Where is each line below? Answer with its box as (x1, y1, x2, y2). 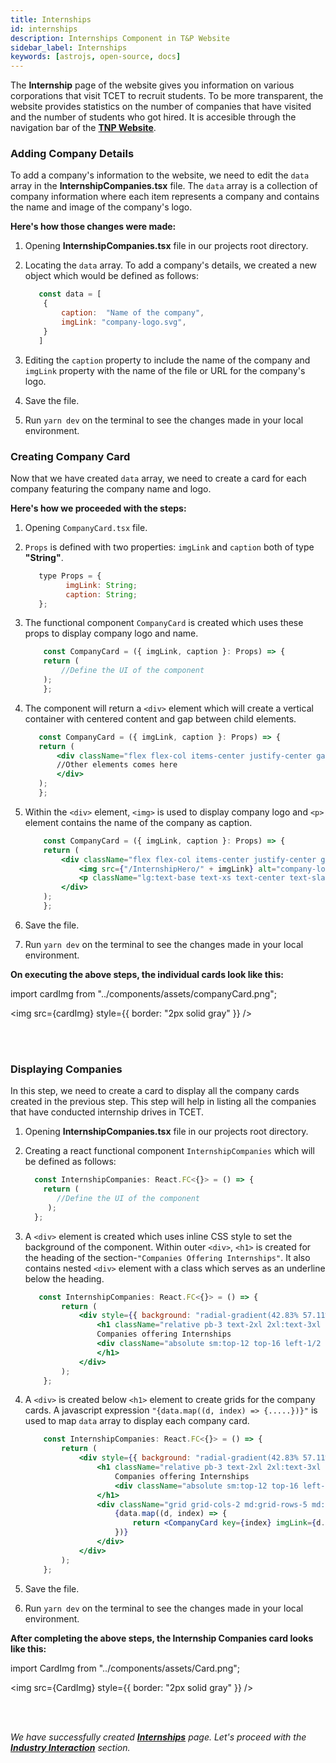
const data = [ (38, 289, 102, 300)
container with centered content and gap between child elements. (24, 712, 297, 725)
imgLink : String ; (65, 580, 138, 590)
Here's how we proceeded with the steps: (10, 502, 187, 514)
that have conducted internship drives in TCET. (10, 1106, 205, 1118)
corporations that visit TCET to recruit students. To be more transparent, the (10, 90, 324, 102)
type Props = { (38, 571, 102, 581)
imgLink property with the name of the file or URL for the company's (24, 364, 306, 376)
